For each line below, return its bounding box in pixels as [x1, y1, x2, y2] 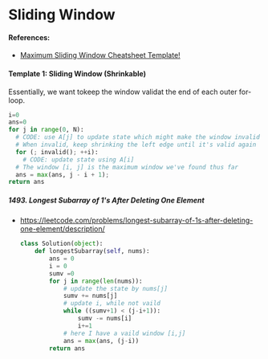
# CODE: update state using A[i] [22, 155, 135, 164]
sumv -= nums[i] [77, 315, 132, 323]
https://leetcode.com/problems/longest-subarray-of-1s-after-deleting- [19, 215, 254, 226]
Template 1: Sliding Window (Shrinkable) [8, 68, 147, 78]
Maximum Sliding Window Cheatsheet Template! [19, 51, 181, 60]
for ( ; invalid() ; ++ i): [15, 148, 99, 156]
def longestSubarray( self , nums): [35, 247, 150, 255]
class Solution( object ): [19, 239, 104, 248]
